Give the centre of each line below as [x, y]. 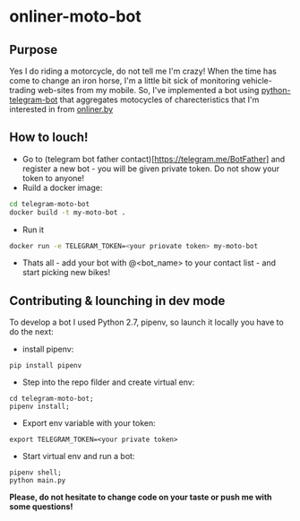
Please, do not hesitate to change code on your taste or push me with [141, 497]
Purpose [34, 50]
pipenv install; [39, 407]
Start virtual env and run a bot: [78, 456]
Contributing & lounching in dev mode [117, 301]
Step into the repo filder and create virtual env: [108, 382]
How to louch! [49, 138]
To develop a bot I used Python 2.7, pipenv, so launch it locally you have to [146, 322]
